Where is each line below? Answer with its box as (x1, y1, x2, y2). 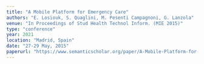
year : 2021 (6, 32, 34, 38)
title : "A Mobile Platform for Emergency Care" (6, 9, 129, 15)
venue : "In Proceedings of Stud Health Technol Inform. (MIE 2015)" (6, 20, 183, 26)
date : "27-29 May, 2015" (6, 43, 69, 49)
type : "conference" (6, 26, 56, 32)
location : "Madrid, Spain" (6, 37, 75, 43)
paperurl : (6, 49, 32, 55)
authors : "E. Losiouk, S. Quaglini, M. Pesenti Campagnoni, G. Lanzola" (6, 15, 194, 21)
